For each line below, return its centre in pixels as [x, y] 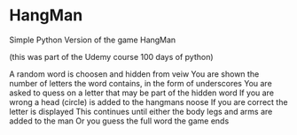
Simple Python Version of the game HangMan [93, 40]
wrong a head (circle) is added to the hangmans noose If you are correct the [148, 101]
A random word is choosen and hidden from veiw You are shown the [134, 74]
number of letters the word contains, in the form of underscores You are [141, 83]
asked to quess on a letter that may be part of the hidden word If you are [142, 93]
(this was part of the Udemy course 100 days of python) [112, 56]
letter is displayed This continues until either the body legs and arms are [141, 111]
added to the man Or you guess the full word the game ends [119, 121]
